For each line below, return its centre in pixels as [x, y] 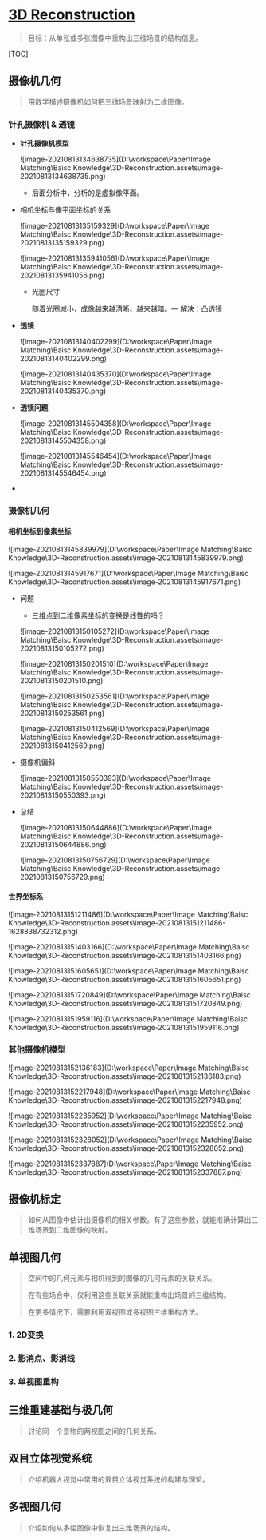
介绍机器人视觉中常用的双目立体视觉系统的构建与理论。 [118, 1479]
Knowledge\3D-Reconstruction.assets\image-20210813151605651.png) [125, 980]
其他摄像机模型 [37, 1050]
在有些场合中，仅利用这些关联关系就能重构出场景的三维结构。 [129, 1295]
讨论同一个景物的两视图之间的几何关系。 [94, 1431]
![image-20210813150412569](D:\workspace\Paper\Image [115, 729]
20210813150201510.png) [61, 681]
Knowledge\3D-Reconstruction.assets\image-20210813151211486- [117, 923]
